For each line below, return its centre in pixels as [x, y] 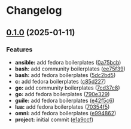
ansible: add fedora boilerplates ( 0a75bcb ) [68, 62]
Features [19, 50]
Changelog [34, 10]
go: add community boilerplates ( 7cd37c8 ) [67, 88]
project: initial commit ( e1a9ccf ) [54, 119]
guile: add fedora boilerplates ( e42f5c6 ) [65, 100]
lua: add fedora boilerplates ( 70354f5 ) [62, 107]
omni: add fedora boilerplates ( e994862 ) [65, 113]
